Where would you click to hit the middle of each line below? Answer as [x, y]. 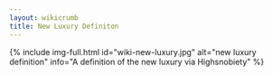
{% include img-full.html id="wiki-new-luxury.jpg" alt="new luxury [133, 52]
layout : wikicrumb [44, 18]
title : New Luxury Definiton [64, 26]
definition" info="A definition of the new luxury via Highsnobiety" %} [137, 62]
